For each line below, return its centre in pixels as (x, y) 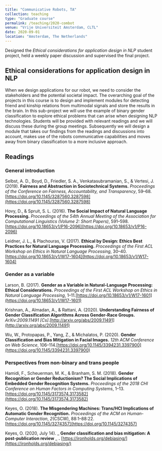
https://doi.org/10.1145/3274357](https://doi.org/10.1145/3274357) (72, 424)
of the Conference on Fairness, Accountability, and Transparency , (71, 192)
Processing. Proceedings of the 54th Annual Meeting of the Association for (81, 216)
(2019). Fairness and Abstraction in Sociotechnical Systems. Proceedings (80, 186)
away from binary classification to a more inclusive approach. (66, 142)
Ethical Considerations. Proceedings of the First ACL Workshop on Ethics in (81, 290)
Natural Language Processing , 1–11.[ (41, 295)
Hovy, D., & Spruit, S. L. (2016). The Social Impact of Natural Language (76, 211)
